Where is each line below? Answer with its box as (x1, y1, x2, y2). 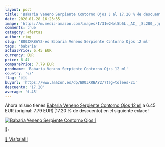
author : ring (5, 35, 32, 40)
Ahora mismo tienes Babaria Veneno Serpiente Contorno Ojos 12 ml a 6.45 (5, 102, 156, 108)
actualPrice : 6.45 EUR (5, 48, 52, 53)
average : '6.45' (5, 89, 38, 94)
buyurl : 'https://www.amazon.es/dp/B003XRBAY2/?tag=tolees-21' (5, 80, 137, 85)
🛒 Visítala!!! (5, 136, 28, 142)
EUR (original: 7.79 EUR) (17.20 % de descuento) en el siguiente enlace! (5, 108, 149, 114)
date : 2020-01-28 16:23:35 (5, 16, 60, 21)
